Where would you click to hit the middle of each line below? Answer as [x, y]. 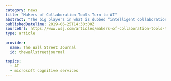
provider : [16, 43]
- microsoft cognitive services [44, 71]
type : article [20, 33]
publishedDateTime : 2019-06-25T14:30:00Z [50, 24]
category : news [21, 10]
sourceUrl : [17, 29]
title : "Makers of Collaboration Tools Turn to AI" [61, 15]
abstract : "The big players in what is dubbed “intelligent [70, 19]
